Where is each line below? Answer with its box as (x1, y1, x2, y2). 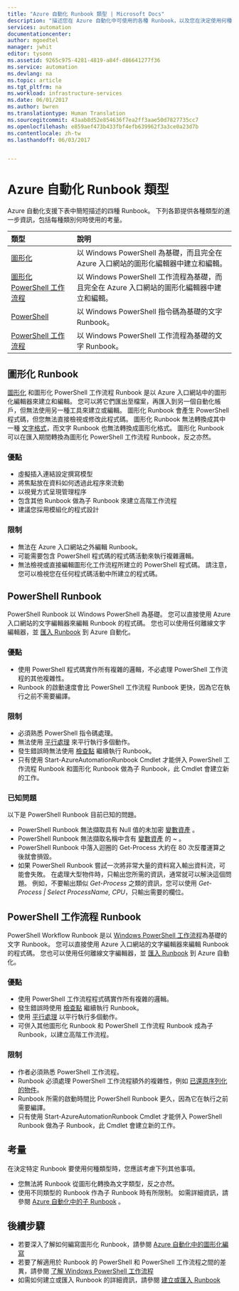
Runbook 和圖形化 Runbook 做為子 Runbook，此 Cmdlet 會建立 (38, 764, 223, 773)
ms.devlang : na (7, 70, 53, 77)
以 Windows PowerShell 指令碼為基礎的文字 (77, 307, 223, 317)
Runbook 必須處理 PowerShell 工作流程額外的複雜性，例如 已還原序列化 (17, 1077, 228, 1085)
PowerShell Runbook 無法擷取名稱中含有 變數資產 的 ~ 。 (17, 834, 186, 843)
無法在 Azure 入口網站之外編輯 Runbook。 (17, 542, 142, 551)
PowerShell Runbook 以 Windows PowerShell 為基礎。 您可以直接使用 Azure (7, 610, 231, 618)
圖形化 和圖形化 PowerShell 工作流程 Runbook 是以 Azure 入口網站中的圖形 (7, 388, 227, 396)
